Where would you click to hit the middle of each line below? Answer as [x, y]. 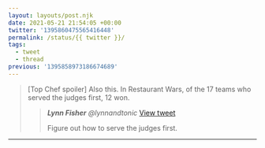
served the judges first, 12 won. [78, 97]
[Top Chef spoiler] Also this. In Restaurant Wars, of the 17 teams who [139, 89]
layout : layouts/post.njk [50, 15]
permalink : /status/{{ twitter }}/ [67, 37]
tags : [17, 45]
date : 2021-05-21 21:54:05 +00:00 [65, 23]
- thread [30, 60]
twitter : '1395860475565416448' [61, 30]
